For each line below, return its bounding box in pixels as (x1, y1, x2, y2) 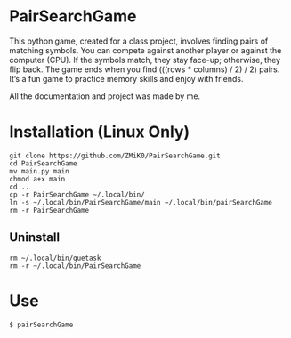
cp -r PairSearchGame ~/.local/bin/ (9, 189, 145, 199)
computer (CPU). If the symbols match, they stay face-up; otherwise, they (9, 54, 281, 65)
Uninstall (9, 229, 61, 245)
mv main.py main (9, 166, 69, 175)
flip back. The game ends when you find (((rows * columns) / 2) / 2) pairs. (9, 64, 280, 75)
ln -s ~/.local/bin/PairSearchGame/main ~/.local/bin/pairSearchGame (9, 197, 273, 206)
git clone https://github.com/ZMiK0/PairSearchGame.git (9, 151, 221, 160)
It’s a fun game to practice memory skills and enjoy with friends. (9, 73, 244, 84)
